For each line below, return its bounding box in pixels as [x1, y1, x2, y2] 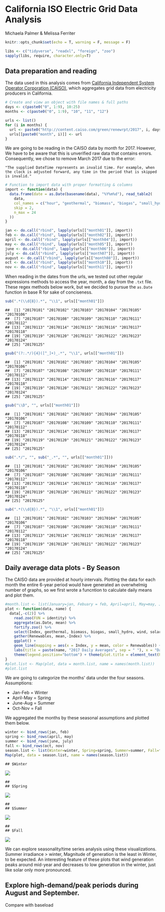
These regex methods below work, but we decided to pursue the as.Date [5, 284, 153, 290]
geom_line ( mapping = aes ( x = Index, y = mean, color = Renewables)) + [14, 643, 162, 648]
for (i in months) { [5, 122, 48, 128]
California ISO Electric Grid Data [5, 3, 138, 15]
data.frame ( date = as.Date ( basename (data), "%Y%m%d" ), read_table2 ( [9, 192, 153, 197]
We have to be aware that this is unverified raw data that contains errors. [5, 150, 152, 156]
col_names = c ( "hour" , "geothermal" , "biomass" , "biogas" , [14, 201, 137, 205]
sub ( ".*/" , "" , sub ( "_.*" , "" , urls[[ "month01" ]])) [5, 455, 113, 460]
